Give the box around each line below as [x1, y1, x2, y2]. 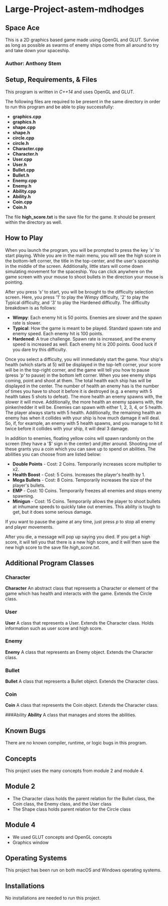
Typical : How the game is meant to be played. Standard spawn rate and [12, 325, 161, 331]
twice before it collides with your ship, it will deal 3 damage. [5, 425, 129, 431]
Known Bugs [5, 726, 46, 735]
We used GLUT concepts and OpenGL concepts [12, 834, 112, 840]
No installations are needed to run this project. [5, 895, 101, 901]
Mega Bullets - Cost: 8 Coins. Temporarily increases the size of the [12, 477, 152, 483]
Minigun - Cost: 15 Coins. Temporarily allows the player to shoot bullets [12, 498, 160, 504]
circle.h [12, 140, 29, 146]
